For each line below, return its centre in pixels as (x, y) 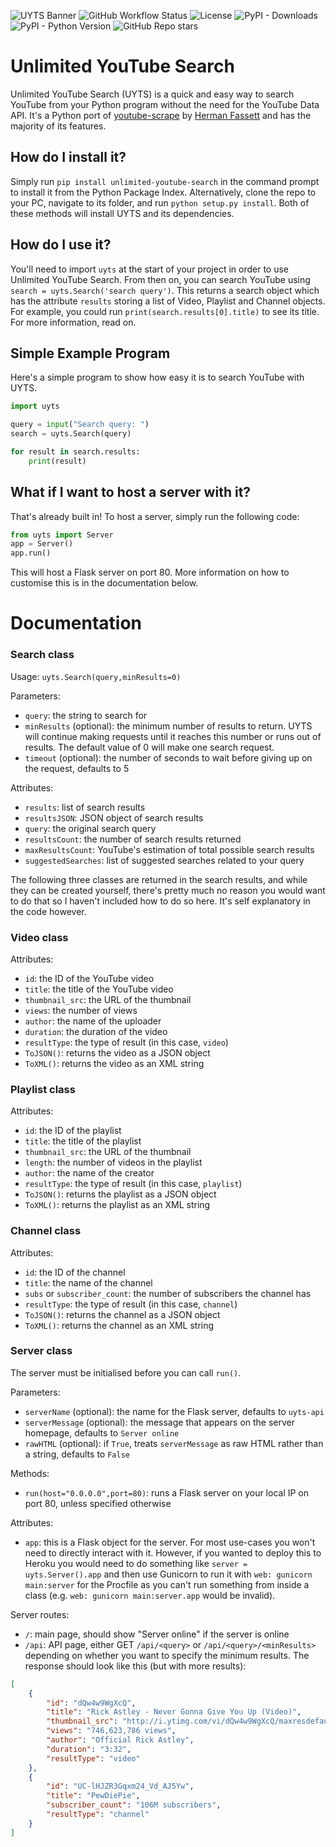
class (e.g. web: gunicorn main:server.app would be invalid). (150, 1595)
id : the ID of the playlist (73, 1131)
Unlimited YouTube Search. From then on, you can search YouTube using (160, 279)
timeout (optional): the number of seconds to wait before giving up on (168, 757)
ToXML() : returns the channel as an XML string (119, 1325)
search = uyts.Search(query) (71, 434)
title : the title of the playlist (83, 1141)
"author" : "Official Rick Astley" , (120, 1740)
